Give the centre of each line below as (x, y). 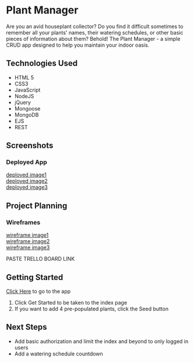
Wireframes (23, 222)
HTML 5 (24, 77)
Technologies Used (42, 63)
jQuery (22, 102)
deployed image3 (27, 187)
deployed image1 (26, 175)
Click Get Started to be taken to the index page (71, 302)
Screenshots (30, 146)
